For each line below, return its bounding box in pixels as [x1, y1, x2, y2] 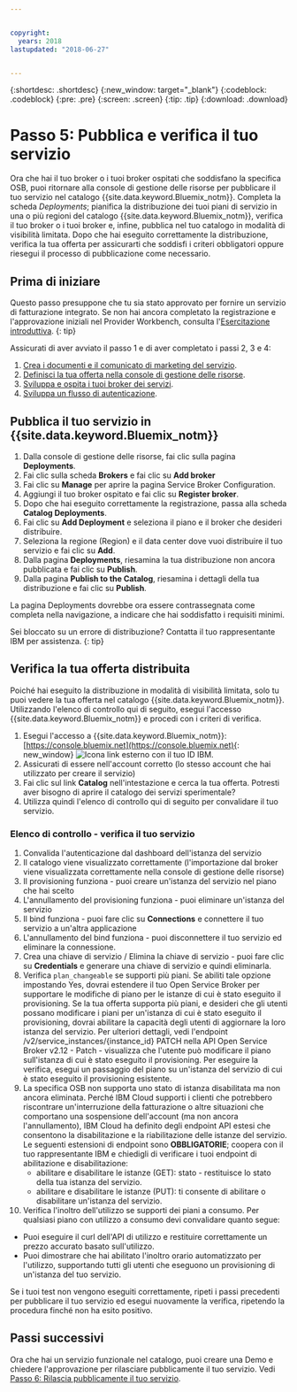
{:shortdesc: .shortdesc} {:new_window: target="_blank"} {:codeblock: [10, 85, 268, 96]
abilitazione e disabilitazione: [22, 1158, 129, 1169]
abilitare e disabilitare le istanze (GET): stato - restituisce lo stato [35, 1167, 272, 1178]
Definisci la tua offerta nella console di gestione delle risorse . [22, 369, 246, 381]
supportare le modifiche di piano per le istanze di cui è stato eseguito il [22, 988, 281, 1000]
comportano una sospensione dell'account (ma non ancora [22, 1111, 239, 1122]
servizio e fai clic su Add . [22, 545, 116, 556]
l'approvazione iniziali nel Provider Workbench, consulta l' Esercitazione [10, 316, 270, 327]
